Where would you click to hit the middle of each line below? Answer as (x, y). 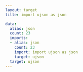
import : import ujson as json (46, 52)
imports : (19, 38)
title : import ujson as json (36, 15)
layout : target (21, 10)
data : (11, 24)
